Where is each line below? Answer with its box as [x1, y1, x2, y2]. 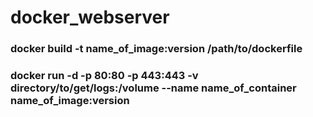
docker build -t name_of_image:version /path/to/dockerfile [10, 42, 303, 56]
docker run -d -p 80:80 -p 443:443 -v [10, 69, 199, 83]
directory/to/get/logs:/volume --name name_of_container [10, 81, 297, 95]
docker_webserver [10, 6, 170, 29]
